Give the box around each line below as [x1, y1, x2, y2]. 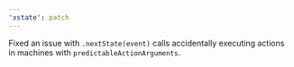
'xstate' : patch [8, 13, 69, 22]
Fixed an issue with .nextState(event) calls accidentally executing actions [8, 38, 285, 48]
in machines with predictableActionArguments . [8, 46, 181, 58]
